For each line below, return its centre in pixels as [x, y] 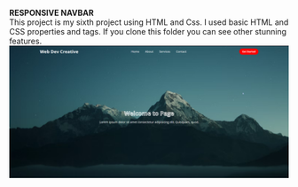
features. [26, 41]
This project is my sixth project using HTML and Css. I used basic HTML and [149, 22]
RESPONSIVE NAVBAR [52, 13]
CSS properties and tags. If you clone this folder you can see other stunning [148, 31]
